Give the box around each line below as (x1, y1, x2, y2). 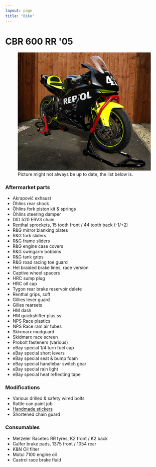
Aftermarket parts (5, 183, 50, 191)
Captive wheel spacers (12, 270, 60, 276)
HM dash (12, 307, 32, 314)
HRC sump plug (12, 275, 45, 282)
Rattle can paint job (12, 401, 53, 407)
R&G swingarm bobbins (12, 249, 62, 255)
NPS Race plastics (12, 318, 51, 324)
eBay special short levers (12, 350, 65, 356)
